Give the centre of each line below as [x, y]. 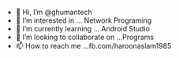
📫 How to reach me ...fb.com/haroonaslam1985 [93, 46]
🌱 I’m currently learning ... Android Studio [82, 29]
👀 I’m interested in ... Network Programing [84, 20]
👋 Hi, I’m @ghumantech [54, 12]
